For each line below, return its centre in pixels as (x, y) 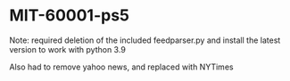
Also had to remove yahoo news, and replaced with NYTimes (121, 67)
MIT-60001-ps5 (70, 16)
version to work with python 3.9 (68, 49)
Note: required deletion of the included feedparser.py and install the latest (145, 40)
